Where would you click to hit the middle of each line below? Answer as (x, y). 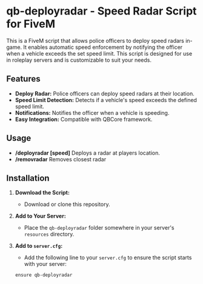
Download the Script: (42, 193)
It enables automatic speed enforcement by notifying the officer (103, 47)
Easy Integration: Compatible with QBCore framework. (84, 119)
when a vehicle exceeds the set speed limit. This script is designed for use (99, 53)
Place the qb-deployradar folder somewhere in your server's (99, 228)
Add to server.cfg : (39, 246)
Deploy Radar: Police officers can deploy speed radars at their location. (105, 93)
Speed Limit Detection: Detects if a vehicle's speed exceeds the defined (106, 100)
